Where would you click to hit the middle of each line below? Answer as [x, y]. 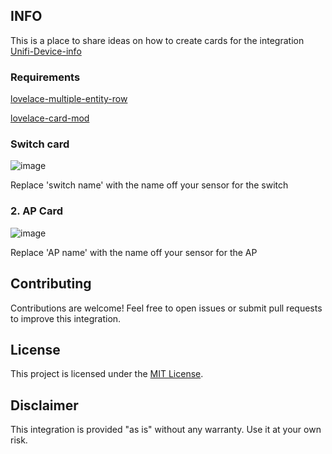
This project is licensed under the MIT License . [107, 374]
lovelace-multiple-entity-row [69, 99]
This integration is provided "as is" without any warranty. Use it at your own [166, 430]
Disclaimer [44, 405]
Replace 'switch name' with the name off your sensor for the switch [149, 185]
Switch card [40, 144]
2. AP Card [37, 211]
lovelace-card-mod [50, 118]
